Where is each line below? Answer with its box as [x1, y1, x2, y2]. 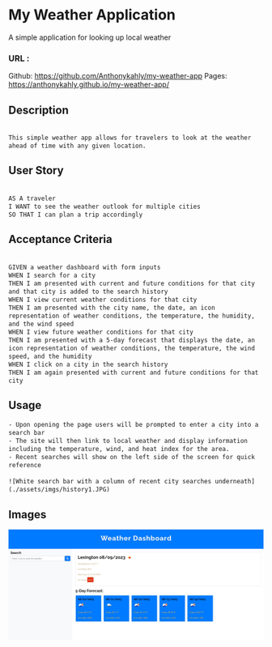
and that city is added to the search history [8, 287, 168, 296]
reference [8, 462, 42, 470]
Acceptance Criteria [8, 232, 113, 246]
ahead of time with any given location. [8, 142, 147, 151]
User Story [8, 164, 64, 177]
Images [8, 508, 47, 521]
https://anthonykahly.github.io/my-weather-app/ [8, 79, 170, 90]
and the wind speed [8, 320, 74, 328]
